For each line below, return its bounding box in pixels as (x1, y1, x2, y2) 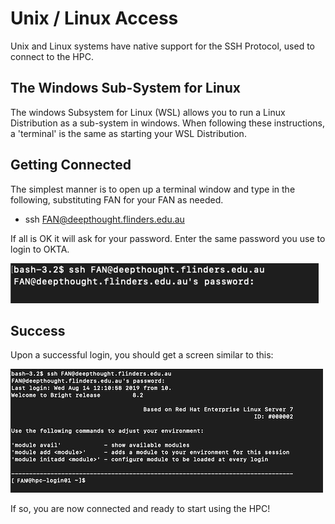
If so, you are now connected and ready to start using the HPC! (10, 503, 271, 515)
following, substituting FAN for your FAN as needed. (10, 193, 224, 206)
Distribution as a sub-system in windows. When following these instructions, (10, 117, 325, 129)
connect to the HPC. (10, 50, 94, 62)
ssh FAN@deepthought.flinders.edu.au (24, 213, 185, 225)
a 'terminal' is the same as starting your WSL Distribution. (10, 127, 247, 139)
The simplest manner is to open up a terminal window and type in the (10, 183, 296, 195)
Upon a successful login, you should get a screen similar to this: (10, 349, 274, 361)
